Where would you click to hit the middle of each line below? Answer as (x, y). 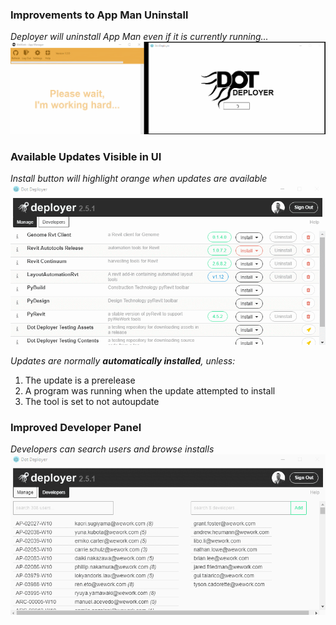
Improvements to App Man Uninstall (99, 15)
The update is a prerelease (80, 380)
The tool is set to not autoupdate (92, 401)
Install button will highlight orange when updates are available (139, 178)
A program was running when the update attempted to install (150, 390)
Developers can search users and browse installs (112, 449)
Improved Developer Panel (76, 427)
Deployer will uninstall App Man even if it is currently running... (139, 37)
